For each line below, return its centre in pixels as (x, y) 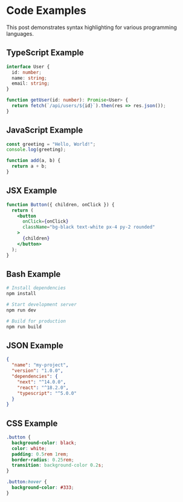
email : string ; (31, 83)
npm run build (24, 327)
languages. (20, 33)
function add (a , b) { (34, 161)
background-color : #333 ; (43, 487)
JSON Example (35, 345)
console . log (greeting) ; (36, 150)
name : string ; (29, 78)
